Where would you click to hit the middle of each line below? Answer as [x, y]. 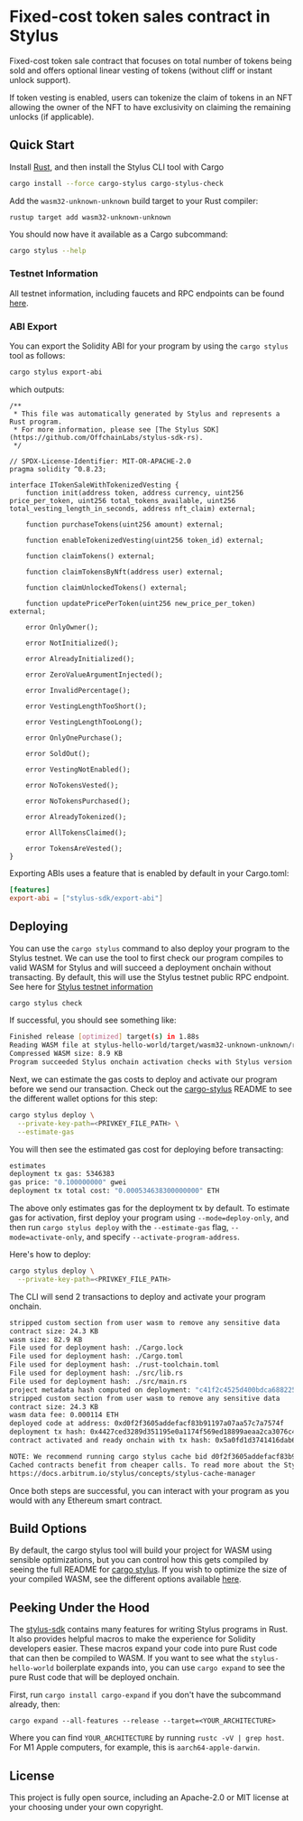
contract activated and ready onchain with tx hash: [110, 1441]
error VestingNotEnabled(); [78, 770]
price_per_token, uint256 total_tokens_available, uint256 [123, 500]
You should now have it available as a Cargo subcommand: [119, 234]
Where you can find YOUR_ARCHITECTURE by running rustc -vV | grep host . [147, 1738]
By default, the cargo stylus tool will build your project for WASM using [141, 1550]
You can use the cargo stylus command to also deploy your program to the [150, 948]
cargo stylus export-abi [56, 372]
